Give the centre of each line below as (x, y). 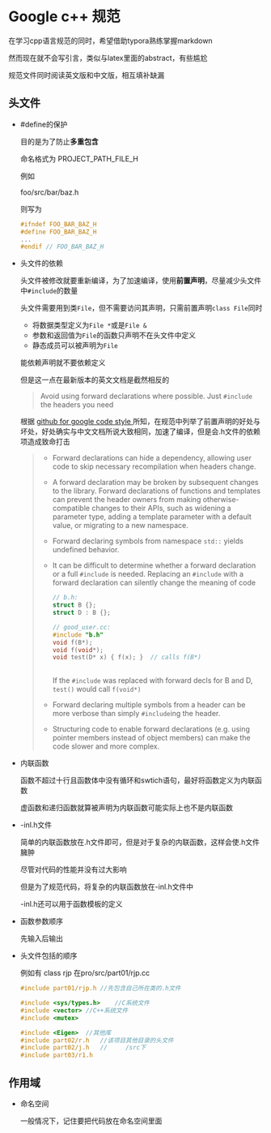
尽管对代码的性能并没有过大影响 (73, 869)
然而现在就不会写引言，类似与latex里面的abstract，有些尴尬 (108, 58)
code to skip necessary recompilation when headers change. (154, 466)
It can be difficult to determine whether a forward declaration (154, 565)
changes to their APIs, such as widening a (162, 509)
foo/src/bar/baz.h (49, 192)
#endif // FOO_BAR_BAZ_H (62, 247)
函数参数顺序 (41, 921)
